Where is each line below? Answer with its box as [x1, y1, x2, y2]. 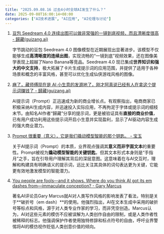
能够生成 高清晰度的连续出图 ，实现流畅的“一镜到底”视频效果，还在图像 [12, 53, 154, 59]
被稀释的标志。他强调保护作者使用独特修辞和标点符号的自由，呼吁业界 [12, 217, 154, 223]
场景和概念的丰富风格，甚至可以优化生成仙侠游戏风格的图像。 [12, 71, 137, 77]
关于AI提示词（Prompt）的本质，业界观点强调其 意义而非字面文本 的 [12, 143, 147, 149]
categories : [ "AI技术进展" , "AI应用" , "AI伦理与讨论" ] [5, 16, 111, 21]
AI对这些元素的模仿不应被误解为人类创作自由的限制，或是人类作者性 [21, 211, 158, 217]
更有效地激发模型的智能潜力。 [12, 168, 72, 174]
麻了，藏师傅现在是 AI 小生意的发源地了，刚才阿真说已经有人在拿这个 [12, 82, 152, 88]
